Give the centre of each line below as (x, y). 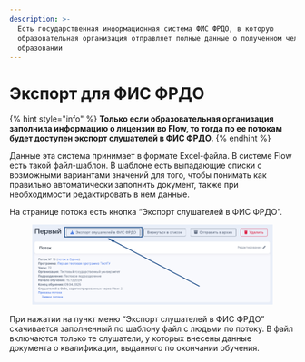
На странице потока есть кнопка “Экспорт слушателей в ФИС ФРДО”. (146, 212)
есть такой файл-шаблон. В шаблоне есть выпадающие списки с (136, 166)
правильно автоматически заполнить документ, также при (124, 185)
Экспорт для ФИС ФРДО (107, 94)
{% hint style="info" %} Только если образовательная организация (142, 119)
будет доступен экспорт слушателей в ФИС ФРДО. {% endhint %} (140, 138)
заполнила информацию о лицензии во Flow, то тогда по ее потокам (146, 129)
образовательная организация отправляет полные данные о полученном (150, 38)
